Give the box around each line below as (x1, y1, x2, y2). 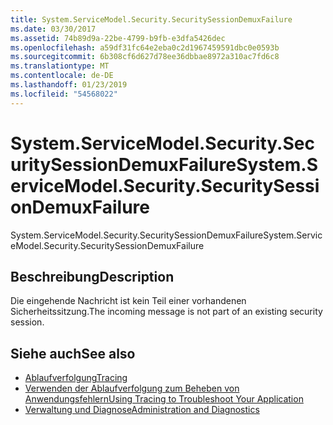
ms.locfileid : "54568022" (10, 89, 118, 99)
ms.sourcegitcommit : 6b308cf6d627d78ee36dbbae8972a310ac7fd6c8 (10, 52, 280, 62)
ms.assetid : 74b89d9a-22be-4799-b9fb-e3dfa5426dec (10, 33, 226, 43)
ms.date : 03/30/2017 (10, 24, 97, 34)
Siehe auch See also (10, 345, 136, 362)
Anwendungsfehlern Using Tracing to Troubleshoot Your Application (24, 393, 304, 405)
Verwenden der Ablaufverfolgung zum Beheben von (24, 382, 240, 395)
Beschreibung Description (10, 268, 175, 285)
